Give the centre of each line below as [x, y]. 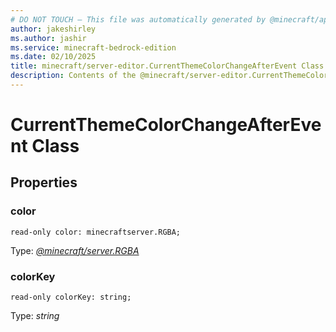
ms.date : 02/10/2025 [53, 57]
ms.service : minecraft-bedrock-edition [93, 47]
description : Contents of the [73, 76]
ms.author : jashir [48, 38]
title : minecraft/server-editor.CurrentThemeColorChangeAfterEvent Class [167, 66]
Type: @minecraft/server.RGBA [75, 250]
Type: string [35, 316]
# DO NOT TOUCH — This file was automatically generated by [138, 19]
